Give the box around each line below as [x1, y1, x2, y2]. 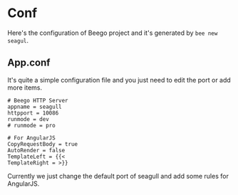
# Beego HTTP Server [7, 97, 69, 104]
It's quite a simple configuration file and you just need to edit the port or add [7, 75, 232, 84]
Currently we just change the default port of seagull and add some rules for [7, 172, 229, 180]
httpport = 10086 [7, 109, 59, 117]
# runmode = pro [7, 122, 56, 129]
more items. [7, 83, 43, 92]
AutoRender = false [7, 147, 66, 154]
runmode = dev [7, 115, 50, 122]
